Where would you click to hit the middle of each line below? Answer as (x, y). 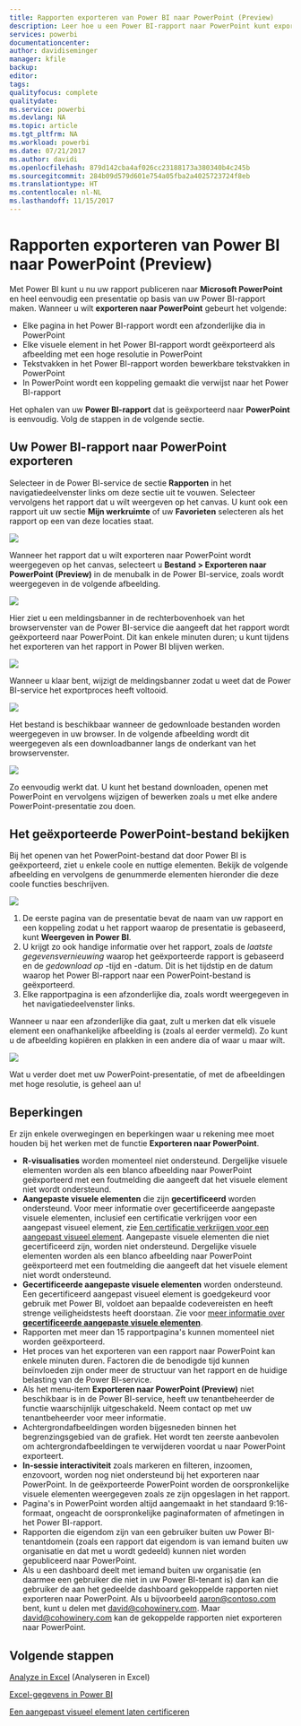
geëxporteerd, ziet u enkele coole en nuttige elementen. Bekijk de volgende (149, 865)
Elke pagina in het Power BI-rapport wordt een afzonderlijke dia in (144, 325)
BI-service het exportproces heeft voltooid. (89, 690)
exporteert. (43, 1456)
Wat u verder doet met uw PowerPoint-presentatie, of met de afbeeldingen (147, 1074)
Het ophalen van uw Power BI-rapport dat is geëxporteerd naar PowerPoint (150, 410)
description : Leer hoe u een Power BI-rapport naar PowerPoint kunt (140, 26)
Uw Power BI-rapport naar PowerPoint (118, 448)
